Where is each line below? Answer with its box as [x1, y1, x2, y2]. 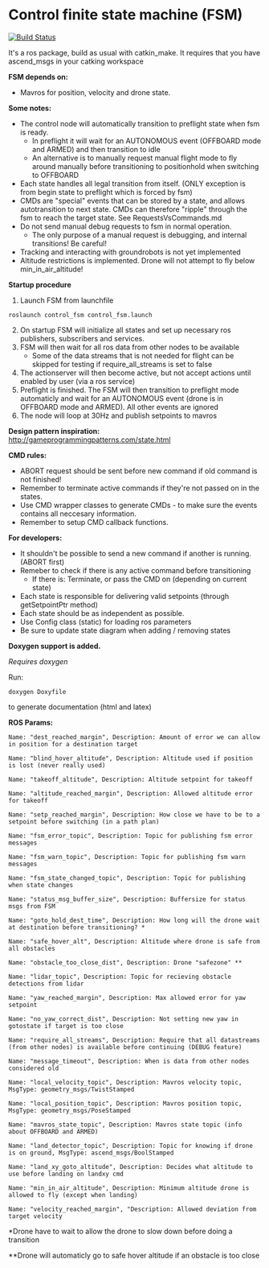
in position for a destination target [8, 740, 138, 748]
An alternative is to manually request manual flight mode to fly [31, 153, 238, 163]
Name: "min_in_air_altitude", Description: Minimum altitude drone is [8, 1183, 250, 1192]
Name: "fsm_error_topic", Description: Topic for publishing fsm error [8, 832, 253, 840]
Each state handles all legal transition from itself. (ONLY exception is [19, 179, 247, 188]
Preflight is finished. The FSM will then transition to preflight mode [19, 385, 239, 394]
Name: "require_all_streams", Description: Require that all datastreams [8, 1036, 261, 1044]
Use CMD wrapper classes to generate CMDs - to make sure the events [19, 500, 258, 510]
